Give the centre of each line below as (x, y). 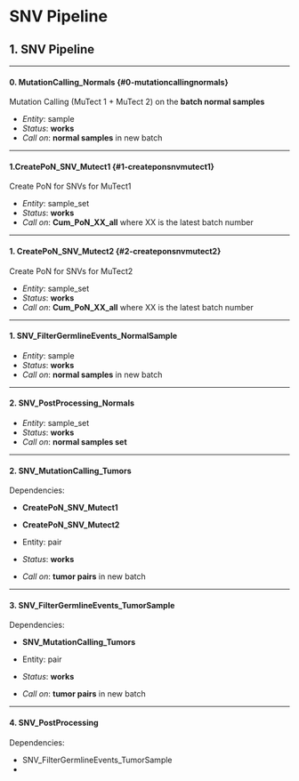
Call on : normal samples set (74, 442)
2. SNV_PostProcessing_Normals (72, 403)
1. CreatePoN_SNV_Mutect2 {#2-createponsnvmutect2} (115, 251)
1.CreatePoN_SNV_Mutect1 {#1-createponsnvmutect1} (112, 166)
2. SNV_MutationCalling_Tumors (70, 471)
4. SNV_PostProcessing (54, 723)
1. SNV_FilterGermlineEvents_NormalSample (93, 336)
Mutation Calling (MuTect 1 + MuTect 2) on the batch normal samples (137, 102)
